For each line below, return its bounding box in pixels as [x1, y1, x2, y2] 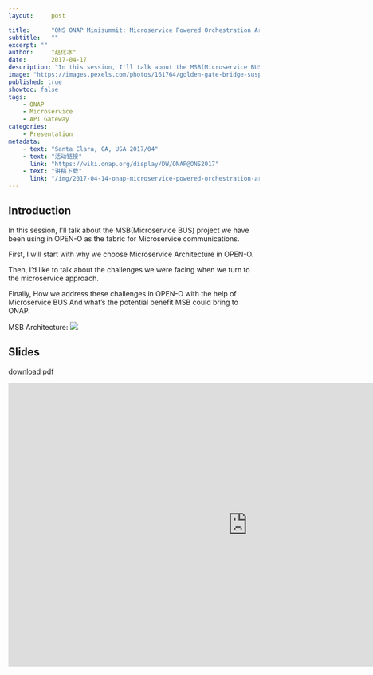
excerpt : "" [8, 41, 48, 49]
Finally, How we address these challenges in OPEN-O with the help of [8, 288, 237, 298]
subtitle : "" [8, 34, 59, 42]
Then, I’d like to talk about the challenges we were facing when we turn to [8, 264, 250, 274]
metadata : [8, 137, 41, 145]
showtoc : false [8, 85, 59, 93]
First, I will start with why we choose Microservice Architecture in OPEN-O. [8, 249, 254, 259]
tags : [8, 93, 26, 101]
